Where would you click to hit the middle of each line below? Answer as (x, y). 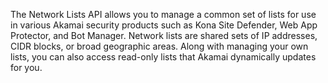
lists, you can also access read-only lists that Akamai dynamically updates (163, 57)
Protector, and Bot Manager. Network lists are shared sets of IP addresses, (164, 35)
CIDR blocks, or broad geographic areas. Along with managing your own (159, 46)
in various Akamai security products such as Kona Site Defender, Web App (164, 25)
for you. (26, 67)
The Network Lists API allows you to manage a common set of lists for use (163, 14)
